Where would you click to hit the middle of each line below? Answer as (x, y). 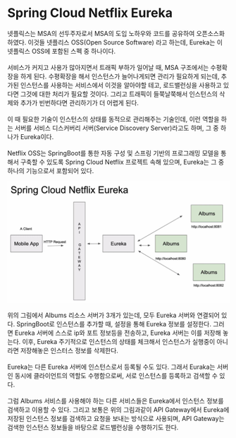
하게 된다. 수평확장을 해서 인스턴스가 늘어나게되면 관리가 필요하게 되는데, (120, 76)
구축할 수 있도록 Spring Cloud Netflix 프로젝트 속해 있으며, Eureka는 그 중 (122, 162)
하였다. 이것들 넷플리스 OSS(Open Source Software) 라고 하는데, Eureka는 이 (115, 42)
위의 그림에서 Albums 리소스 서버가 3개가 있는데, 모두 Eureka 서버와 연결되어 (113, 315)
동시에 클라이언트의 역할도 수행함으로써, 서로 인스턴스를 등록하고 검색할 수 (116, 376)
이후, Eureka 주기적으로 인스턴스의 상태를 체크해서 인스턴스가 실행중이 (119, 342)
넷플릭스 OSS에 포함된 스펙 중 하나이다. (62, 51)
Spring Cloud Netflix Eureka (90, 13)
